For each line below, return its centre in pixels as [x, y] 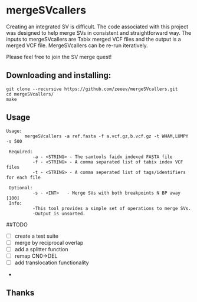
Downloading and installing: [59, 75]
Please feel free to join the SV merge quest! [59, 57]
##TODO [17, 224]
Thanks [20, 293]
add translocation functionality [52, 262]
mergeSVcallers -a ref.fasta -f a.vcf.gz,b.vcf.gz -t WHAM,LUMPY [106, 136]
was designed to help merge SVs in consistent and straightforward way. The [99, 32]
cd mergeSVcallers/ [30, 94]
